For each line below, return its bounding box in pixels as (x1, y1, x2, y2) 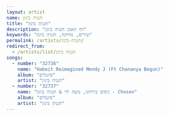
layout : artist (6, 9, 45, 15)
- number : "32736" (12, 60, 60, 66)
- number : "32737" (12, 83, 60, 90)
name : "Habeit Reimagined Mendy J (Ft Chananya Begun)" (17, 66, 164, 72)
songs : (6, 55, 23, 61)
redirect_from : (6, 44, 45, 50)
